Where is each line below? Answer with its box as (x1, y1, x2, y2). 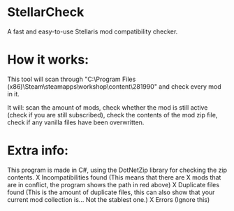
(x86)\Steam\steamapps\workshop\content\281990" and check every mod (7, 82, 221, 91)
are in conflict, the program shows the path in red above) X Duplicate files (7, 180, 220, 189)
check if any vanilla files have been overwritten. (7, 118, 145, 126)
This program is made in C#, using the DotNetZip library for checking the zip (7, 166, 228, 174)
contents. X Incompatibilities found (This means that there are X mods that (7, 173, 221, 182)
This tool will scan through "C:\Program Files (7, 75, 136, 83)
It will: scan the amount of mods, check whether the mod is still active (7, 103, 208, 112)
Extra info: (7, 143, 68, 159)
